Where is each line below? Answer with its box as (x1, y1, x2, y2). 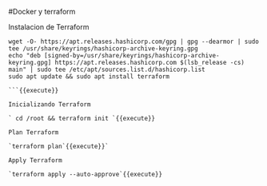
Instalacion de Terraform (8, 22, 90, 31)
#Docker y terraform (8, 7, 76, 16)
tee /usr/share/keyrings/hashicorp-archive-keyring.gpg (8, 45, 198, 53)
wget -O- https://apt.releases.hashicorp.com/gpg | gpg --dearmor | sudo (8, 38, 260, 46)
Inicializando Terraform (8, 101, 91, 109)
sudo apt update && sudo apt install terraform (8, 73, 170, 81)
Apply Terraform (8, 156, 62, 164)
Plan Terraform (8, 129, 59, 137)
